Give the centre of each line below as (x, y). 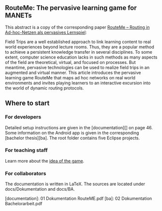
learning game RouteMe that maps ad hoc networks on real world (70, 77)
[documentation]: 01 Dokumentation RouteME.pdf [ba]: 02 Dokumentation (79, 198)
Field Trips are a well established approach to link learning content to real (78, 42)
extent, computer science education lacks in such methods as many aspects (81, 57)
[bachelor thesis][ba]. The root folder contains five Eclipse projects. (73, 138)
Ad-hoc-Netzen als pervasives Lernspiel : (46, 32)
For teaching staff (26, 151)
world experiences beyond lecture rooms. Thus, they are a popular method (80, 47)
